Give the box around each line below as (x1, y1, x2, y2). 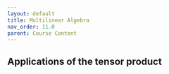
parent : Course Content (7, 29, 77, 37)
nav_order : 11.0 (7, 23, 55, 30)
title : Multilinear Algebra (7, 17, 90, 24)
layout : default (7, 10, 55, 17)
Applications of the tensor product (7, 55, 162, 67)
